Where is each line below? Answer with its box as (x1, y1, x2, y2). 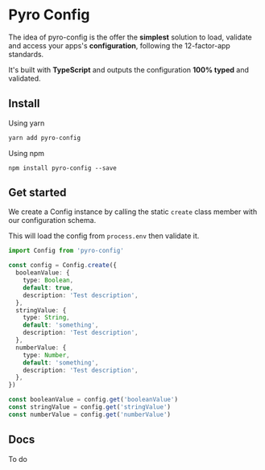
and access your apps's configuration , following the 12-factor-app (8, 40, 231, 50)
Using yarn (8, 118, 45, 128)
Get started (8, 186, 67, 200)
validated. (8, 73, 42, 83)
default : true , (23, 283, 74, 291)
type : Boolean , (23, 276, 74, 285)
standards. (8, 49, 44, 59)
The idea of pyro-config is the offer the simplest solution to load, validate (8, 32, 252, 42)
